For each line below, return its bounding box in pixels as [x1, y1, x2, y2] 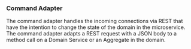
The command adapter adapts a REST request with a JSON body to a [6, 30, 177, 37]
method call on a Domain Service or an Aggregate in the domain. [6, 37, 166, 44]
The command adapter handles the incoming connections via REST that [6, 18, 183, 25]
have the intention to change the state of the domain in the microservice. [6, 24, 186, 31]
